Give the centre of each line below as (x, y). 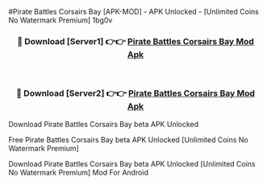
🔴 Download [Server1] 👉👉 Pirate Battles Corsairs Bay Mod (136, 41)
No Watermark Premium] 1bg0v (60, 20)
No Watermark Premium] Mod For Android (79, 172)
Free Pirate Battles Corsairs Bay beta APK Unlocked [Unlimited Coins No (128, 139)
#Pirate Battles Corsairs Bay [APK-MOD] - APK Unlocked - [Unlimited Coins (134, 12)
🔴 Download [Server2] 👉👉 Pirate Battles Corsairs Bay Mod (136, 93)
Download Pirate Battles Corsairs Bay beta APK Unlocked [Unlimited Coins (132, 163)
